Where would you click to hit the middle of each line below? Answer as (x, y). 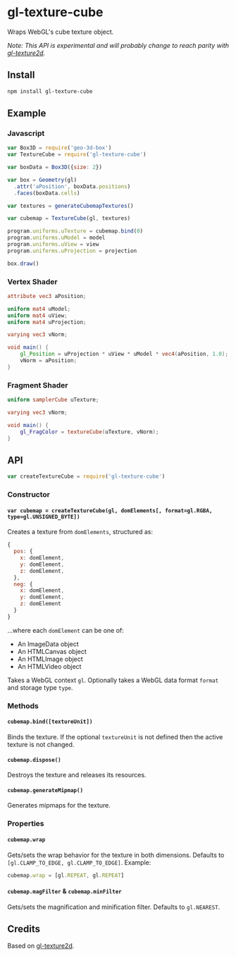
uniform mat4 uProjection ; (47, 322)
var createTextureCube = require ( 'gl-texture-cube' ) (86, 476)
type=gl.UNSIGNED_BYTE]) (44, 517)
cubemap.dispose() (34, 760)
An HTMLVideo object (49, 666)
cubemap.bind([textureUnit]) (50, 722)
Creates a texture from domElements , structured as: (80, 532)
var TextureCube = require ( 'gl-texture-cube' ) (77, 155)
